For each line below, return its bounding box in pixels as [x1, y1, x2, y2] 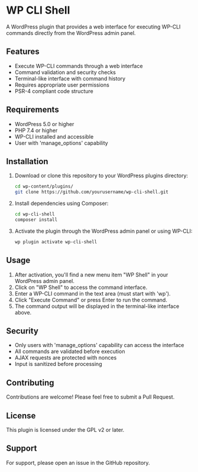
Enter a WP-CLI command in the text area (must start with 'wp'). [14, 290, 171, 297]
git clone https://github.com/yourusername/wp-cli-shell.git [14, 189, 169, 195]
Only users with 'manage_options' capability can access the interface [14, 342, 184, 349]
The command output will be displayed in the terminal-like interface [14, 303, 180, 310]
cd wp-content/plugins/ [14, 184, 74, 190]
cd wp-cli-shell [14, 211, 55, 217]
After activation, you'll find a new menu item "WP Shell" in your [14, 271, 168, 278]
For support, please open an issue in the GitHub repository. [6, 459, 150, 466]
